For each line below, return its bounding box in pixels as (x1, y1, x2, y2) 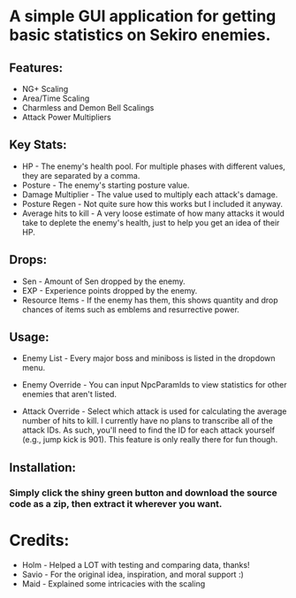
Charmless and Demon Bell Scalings (21, 103, 155, 112)
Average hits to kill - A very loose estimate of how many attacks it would (21, 208, 285, 218)
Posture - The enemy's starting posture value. (21, 180, 190, 190)
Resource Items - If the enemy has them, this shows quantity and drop (21, 295, 278, 305)
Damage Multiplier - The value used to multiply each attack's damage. (21, 188, 278, 200)
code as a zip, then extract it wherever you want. (9, 497, 223, 510)
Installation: (9, 460, 77, 475)
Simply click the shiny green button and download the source (9, 487, 278, 499)
